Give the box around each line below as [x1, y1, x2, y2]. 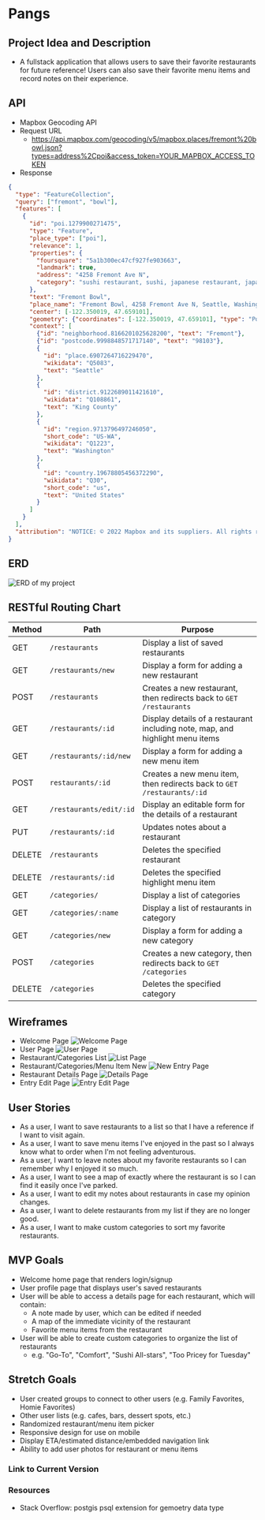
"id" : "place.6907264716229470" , [43, 352, 154, 360]
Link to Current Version [8, 1464, 99, 1475]
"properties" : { [28, 249, 83, 257]
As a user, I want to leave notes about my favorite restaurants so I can [19, 1155, 247, 1164]
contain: [19, 1299, 47, 1309]
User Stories [8, 1101, 71, 1115]
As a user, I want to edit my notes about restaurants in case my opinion [19, 1189, 251, 1198]
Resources [8, 1485, 50, 1496]
